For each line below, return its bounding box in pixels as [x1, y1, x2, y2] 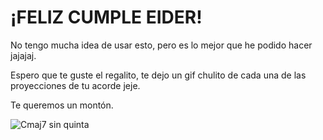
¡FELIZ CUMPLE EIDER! [10, 6, 203, 29]
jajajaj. [10, 49, 37, 61]
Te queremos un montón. [10, 99, 114, 111]
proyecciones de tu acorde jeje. [10, 79, 141, 91]
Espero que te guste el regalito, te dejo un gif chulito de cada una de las [10, 69, 307, 81]
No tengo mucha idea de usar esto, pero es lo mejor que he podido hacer [10, 39, 313, 51]
